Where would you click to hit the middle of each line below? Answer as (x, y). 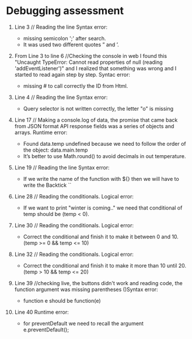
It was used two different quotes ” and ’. (71, 44)
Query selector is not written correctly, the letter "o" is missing (98, 108)
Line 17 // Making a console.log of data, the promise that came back (96, 120)
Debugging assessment (65, 11)
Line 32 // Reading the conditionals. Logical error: (74, 254)
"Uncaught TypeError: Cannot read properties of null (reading (88, 62)
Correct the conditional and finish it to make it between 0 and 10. (101, 237)
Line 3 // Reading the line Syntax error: (61, 27)
